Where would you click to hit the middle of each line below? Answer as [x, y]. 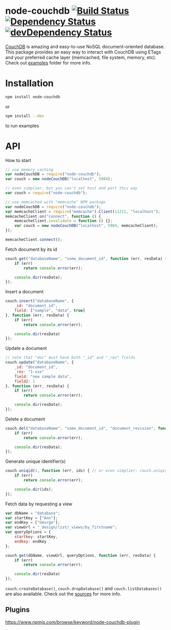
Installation [30, 83]
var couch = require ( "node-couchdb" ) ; [46, 193]
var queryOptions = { [28, 532]
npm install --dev [25, 116]
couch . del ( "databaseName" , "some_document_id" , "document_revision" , [81, 428]
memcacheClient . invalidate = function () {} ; [64, 221]
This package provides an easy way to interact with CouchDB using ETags [83, 52]
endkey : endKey [31, 542]
